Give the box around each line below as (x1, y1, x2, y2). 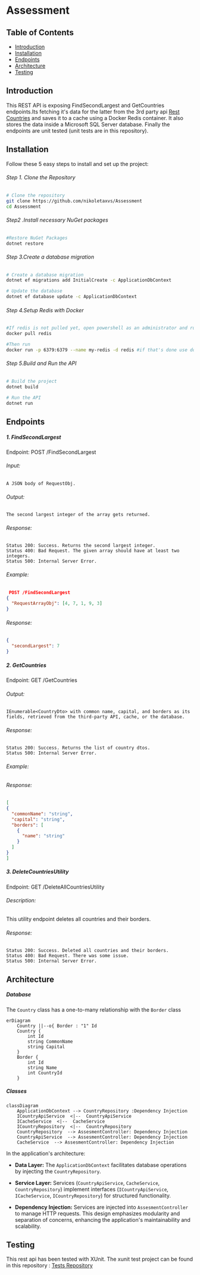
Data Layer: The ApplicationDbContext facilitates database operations (14, 1161, 187, 1168)
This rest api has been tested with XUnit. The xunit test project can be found (6, 1255, 193, 1263)
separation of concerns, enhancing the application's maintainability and (14, 1216, 190, 1223)
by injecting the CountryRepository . (14, 1168, 101, 1175)
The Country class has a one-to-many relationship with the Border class (6, 1006, 182, 1013)
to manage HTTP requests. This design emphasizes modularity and (14, 1210, 180, 1217)
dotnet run (6, 400, 33, 406)
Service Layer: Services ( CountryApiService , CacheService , (14, 1179, 160, 1186)
